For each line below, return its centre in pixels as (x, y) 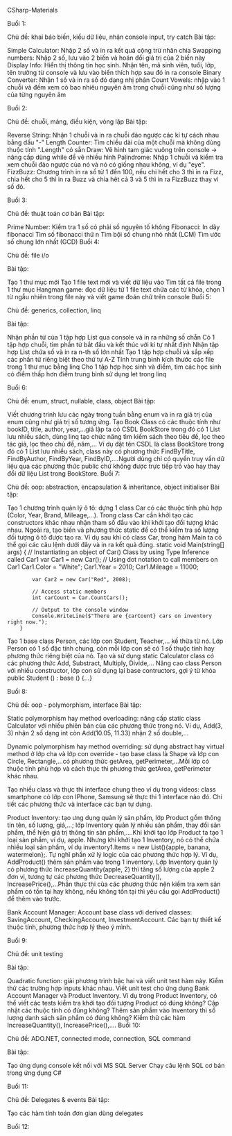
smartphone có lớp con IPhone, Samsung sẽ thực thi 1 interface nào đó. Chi (115, 797)
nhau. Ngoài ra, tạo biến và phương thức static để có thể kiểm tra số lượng (113, 530)
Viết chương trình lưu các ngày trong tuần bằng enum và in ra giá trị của (110, 415)
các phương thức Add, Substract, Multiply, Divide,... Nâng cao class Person (115, 663)
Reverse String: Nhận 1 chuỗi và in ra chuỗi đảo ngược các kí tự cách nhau (113, 135)
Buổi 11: (18, 1086)
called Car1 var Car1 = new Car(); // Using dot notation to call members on (113, 559)
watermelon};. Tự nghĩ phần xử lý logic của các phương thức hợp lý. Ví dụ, (113, 854)
